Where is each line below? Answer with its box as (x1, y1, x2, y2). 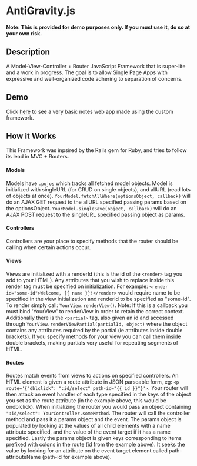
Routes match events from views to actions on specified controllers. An (6, 372, 179, 379)
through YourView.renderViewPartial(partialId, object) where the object (6, 320, 188, 328)
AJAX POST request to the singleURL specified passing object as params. (6, 211, 185, 218)
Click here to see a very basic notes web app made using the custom (6, 108, 173, 115)
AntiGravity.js (6, 4, 75, 18)
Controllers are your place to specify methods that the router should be (6, 237, 179, 244)
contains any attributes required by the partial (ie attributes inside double (6, 326, 183, 333)
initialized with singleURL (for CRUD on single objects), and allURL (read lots (6, 186, 191, 193)
